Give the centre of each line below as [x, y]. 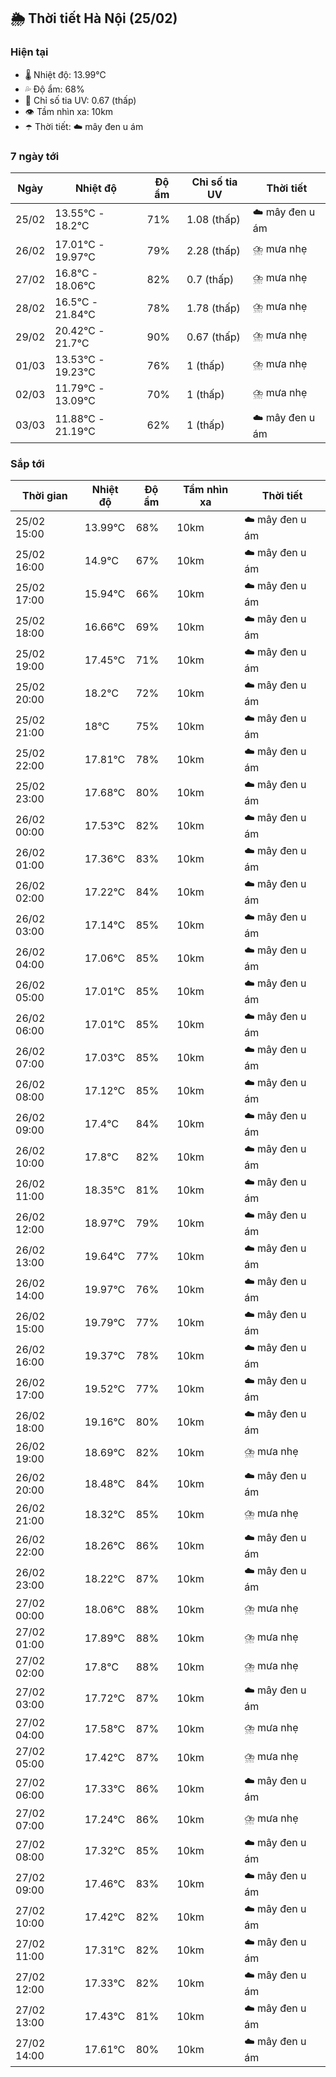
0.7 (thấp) [210, 279]
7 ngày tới [35, 156]
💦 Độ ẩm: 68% [54, 89]
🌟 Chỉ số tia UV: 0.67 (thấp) [80, 100]
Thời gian [44, 496]
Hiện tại [29, 52]
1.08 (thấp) [213, 220]
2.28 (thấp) [213, 250]
